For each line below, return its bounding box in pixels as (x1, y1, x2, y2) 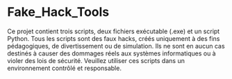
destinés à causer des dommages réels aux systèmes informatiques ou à (7, 49, 217, 58)
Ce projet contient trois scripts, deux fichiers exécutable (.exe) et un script (7, 27, 220, 35)
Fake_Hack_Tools (7, 4, 110, 20)
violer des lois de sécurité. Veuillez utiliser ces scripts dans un (7, 56, 185, 64)
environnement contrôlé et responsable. (7, 64, 122, 72)
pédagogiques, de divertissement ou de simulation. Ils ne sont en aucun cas (7, 42, 225, 50)
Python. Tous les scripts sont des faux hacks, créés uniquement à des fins (7, 34, 220, 42)
